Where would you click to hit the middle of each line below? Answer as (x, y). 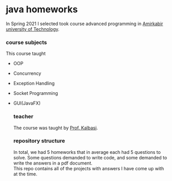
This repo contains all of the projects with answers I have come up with (89, 168)
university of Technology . (33, 29)
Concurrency (27, 73)
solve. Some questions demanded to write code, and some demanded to (90, 157)
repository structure (39, 141)
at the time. (25, 174)
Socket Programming (36, 93)
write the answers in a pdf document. (53, 163)
